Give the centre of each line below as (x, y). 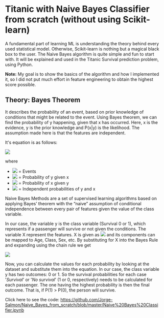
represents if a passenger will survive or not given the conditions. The (76, 229)
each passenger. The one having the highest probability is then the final (77, 285)
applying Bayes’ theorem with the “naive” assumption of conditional (73, 203)
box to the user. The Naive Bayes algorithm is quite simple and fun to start (80, 54)
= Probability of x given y (44, 183)
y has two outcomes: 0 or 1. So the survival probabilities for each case (76, 274)
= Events (27, 171)
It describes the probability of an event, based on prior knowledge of (74, 112)
